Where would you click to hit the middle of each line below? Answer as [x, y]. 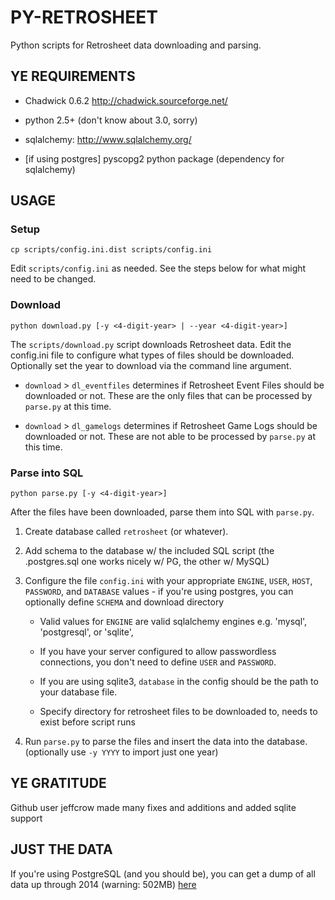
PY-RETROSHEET [84, 17]
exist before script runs [87, 722]
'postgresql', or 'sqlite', [86, 632]
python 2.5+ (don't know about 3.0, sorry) [111, 120]
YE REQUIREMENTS [73, 76]
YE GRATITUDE [58, 783]
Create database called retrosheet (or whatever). [126, 532]
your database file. [78, 692]
